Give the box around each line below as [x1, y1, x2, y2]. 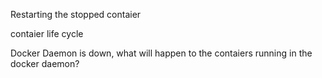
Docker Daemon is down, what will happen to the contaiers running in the [10, 47, 313, 59]
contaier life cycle [10, 28, 84, 39]
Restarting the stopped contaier [10, 9, 142, 20]
